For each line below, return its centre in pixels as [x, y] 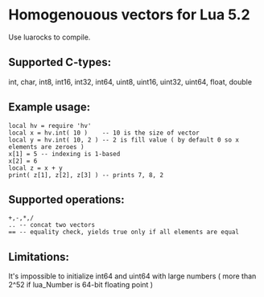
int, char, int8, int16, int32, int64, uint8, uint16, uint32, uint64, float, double [130, 81]
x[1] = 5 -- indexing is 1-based [64, 154]
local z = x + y [35, 168]
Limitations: [39, 256]
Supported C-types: [60, 62]
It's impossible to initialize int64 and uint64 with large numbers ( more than [132, 276]
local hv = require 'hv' [50, 126]
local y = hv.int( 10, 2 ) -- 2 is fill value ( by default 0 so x [124, 140]
